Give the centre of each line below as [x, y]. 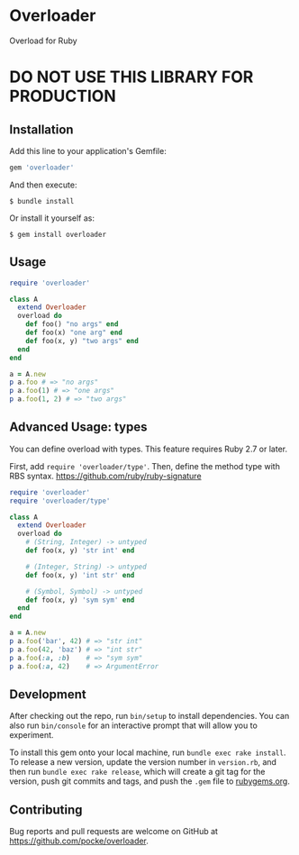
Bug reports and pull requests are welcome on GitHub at [114, 832]
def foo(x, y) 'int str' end [80, 575]
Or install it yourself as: [52, 218]
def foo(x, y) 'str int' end [80, 550]
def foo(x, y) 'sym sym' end [80, 600]
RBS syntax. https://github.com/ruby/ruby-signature [105, 476]
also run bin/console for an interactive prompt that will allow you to [134, 725]
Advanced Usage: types [78, 427]
